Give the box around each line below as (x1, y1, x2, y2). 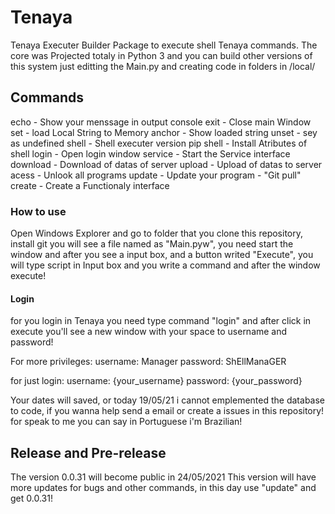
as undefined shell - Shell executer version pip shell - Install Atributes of (10, 137, 308, 149)
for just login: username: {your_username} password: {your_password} (10, 375, 303, 387)
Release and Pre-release (10, 444, 167, 461)
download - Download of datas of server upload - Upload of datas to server (10, 158, 323, 170)
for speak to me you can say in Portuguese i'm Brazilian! (10, 416, 243, 428)
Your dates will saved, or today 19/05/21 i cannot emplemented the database (10, 394, 326, 406)
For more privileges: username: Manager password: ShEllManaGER (10, 356, 287, 368)
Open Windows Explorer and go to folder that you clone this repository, (10, 227, 303, 240)
